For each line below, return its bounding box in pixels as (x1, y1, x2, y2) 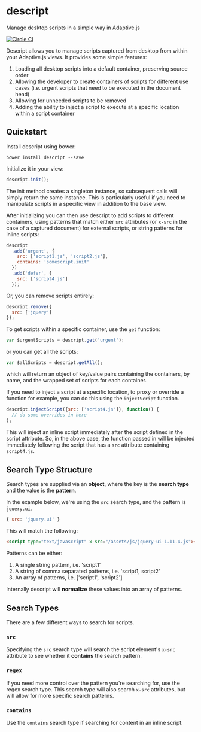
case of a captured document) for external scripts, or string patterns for (6, 224, 184, 232)
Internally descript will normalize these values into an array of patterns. (6, 585, 182, 593)
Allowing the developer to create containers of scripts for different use (14, 78, 188, 85)
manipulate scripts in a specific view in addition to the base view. (6, 200, 166, 207)
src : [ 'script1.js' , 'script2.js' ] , (17, 253, 109, 260)
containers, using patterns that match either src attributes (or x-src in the (6, 218, 187, 225)
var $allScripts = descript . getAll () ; (6, 360, 103, 366)
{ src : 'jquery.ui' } (6, 517, 60, 523)
